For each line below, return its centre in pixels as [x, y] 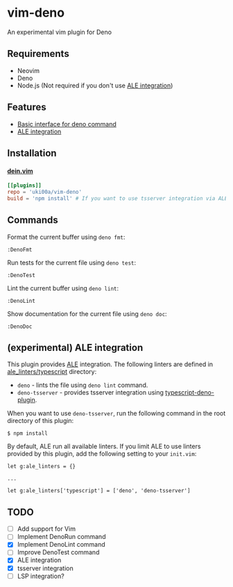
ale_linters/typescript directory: [52, 372]
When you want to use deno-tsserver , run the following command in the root [116, 413]
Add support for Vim [46, 529]
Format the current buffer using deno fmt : [66, 237]
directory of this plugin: [41, 421]
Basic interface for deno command [67, 124]
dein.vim [20, 171]
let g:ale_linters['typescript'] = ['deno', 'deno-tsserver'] [99, 491]
